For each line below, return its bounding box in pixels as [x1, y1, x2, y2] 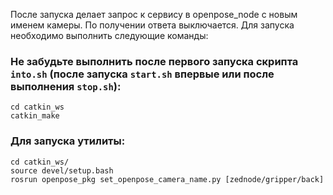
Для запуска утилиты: [10, 134, 126, 148]
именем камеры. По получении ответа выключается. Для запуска [10, 19, 295, 31]
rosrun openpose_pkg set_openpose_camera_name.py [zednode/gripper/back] [10, 174, 325, 184]
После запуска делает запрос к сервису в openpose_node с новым [10, 9, 298, 20]
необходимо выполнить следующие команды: [10, 30, 209, 41]
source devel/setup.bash [10, 165, 114, 176]
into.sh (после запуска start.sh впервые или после [10, 67, 275, 81]
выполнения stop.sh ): [10, 79, 122, 93]
